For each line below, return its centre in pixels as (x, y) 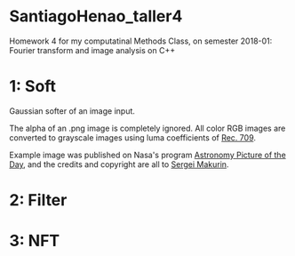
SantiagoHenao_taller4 (96, 16)
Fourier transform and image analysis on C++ (92, 50)
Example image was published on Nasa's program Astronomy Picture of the (147, 155)
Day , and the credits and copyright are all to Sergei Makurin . (119, 164)
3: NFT (35, 241)
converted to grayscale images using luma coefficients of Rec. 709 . (132, 137)
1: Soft (32, 87)
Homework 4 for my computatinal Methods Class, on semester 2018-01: (141, 41)
